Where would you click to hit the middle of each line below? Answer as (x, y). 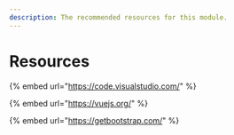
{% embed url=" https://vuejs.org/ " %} (79, 103)
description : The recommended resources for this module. (118, 17)
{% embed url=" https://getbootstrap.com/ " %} (94, 120)
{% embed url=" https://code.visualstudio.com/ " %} (103, 86)
